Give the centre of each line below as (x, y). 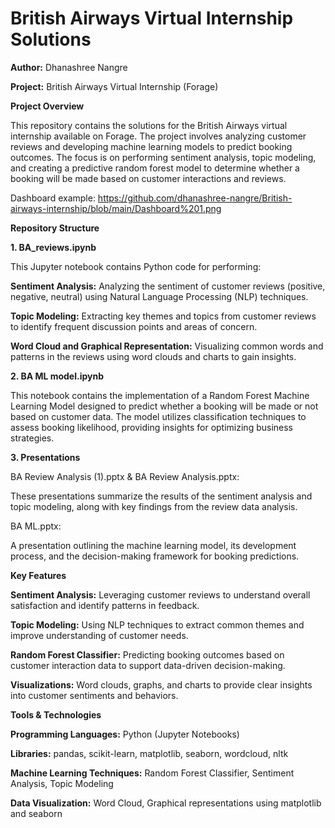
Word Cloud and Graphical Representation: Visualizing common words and (167, 346)
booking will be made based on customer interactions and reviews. (148, 178)
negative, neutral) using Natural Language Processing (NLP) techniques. (159, 296)
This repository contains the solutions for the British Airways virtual (149, 125)
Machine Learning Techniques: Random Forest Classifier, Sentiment (152, 773)
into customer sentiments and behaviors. (94, 695)
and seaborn (36, 813)
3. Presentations (45, 457)
